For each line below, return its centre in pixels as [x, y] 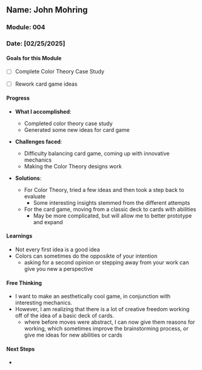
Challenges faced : [39, 142]
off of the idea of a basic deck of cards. [64, 316]
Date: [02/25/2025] [36, 44]
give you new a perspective [59, 269]
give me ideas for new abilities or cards [73, 335]
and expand [48, 222]
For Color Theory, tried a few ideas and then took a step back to [104, 190]
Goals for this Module [34, 58]
